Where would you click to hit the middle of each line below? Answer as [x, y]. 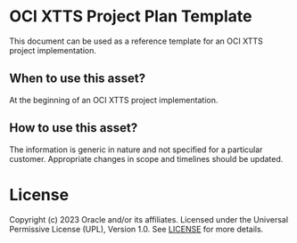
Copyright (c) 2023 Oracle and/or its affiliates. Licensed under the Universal [148, 219]
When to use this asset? [77, 79]
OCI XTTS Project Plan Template [131, 16]
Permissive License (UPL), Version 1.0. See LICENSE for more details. [136, 229]
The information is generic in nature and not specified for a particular [136, 150]
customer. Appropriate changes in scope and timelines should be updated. [146, 158]
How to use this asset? [74, 128]
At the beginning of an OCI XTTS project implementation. [114, 100]
